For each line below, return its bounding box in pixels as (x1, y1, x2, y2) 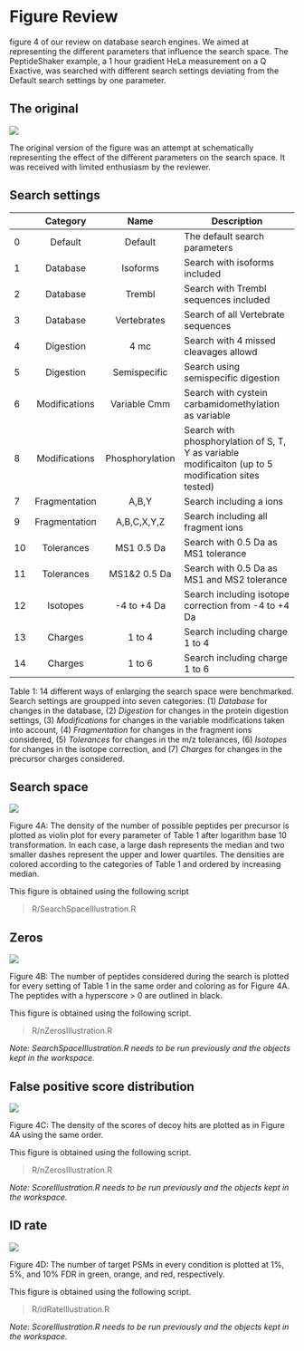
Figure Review (9, 6, 119, 27)
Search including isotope (184, 587, 290, 600)
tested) (184, 480, 215, 493)
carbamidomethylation (184, 397, 280, 410)
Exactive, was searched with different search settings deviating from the (9, 65, 280, 76)
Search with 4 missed (184, 333, 276, 346)
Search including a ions (184, 495, 283, 507)
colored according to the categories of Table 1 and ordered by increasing (9, 859, 281, 870)
